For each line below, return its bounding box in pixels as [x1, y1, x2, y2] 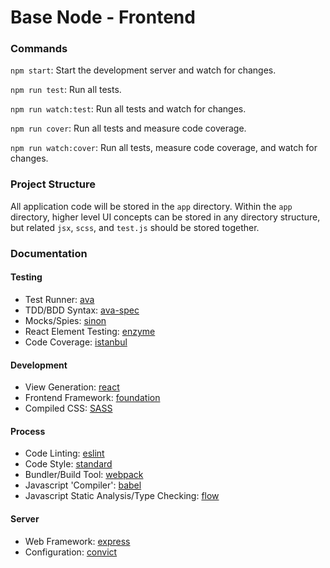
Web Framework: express [24, 535, 131, 547]
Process [10, 425, 46, 437]
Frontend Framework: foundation [24, 392, 161, 404]
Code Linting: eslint [24, 447, 105, 460]
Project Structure [10, 177, 96, 191]
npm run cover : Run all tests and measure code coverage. [10, 122, 247, 135]
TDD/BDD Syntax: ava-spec [24, 304, 140, 316]
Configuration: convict [24, 546, 118, 558]
